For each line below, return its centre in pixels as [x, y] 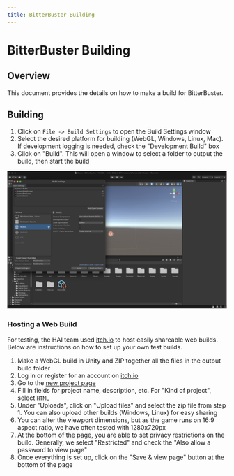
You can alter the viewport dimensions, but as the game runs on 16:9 [116, 420]
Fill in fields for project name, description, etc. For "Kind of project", [114, 390]
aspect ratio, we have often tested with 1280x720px [91, 427]
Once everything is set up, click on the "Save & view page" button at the [121, 457]
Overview [29, 76]
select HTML [33, 398]
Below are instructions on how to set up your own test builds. [95, 347]
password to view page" [52, 449]
